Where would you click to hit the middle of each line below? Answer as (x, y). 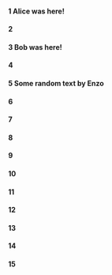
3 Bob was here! (35, 47)
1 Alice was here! (36, 11)
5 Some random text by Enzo (56, 83)
